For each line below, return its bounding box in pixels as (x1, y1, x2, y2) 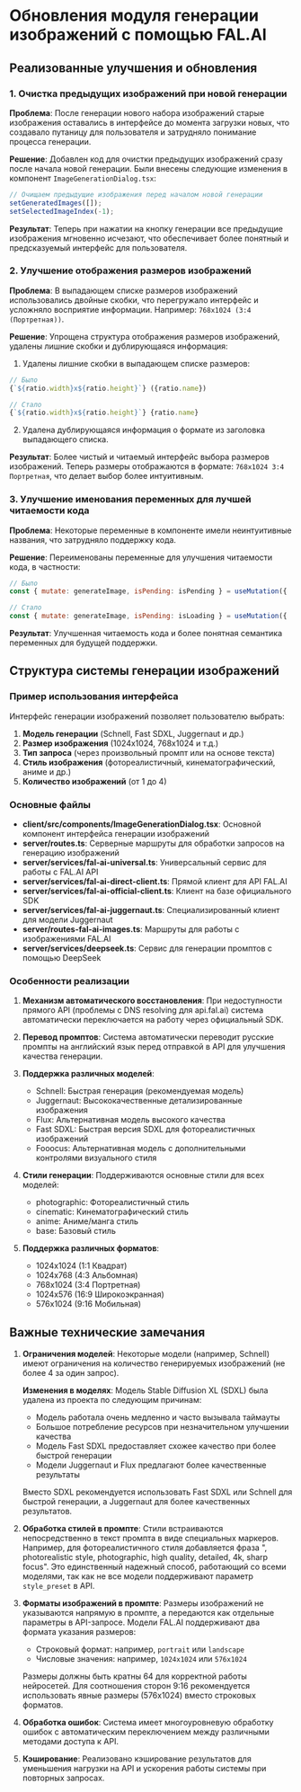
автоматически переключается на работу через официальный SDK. (22, 1015, 285, 1025)
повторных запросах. (22, 1772, 105, 1784)
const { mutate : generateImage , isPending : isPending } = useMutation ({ (9, 587, 288, 596)
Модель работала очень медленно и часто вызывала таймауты (35, 1412, 280, 1423)
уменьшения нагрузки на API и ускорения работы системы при (22, 1763, 267, 1774)
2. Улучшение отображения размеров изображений (9, 264, 252, 277)
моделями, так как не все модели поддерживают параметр (22, 1571, 254, 1582)
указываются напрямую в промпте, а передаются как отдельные (22, 1608, 275, 1619)
